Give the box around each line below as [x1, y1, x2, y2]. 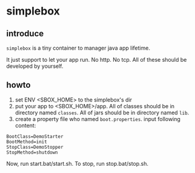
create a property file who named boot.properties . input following [15, 115, 180, 122]
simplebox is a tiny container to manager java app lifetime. [6, 44, 150, 51]
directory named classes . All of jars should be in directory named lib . [15, 109, 190, 116]
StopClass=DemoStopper [6, 144, 64, 150]
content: [15, 122, 36, 129]
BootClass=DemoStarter [6, 133, 64, 140]
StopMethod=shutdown [6, 149, 59, 155]
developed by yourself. [6, 62, 64, 70]
